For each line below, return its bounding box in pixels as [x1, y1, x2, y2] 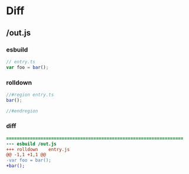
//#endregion [6, 108, 38, 114]
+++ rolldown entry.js [6, 146, 70, 152]
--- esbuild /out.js [6, 141, 57, 147]
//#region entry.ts [6, 92, 54, 98]
